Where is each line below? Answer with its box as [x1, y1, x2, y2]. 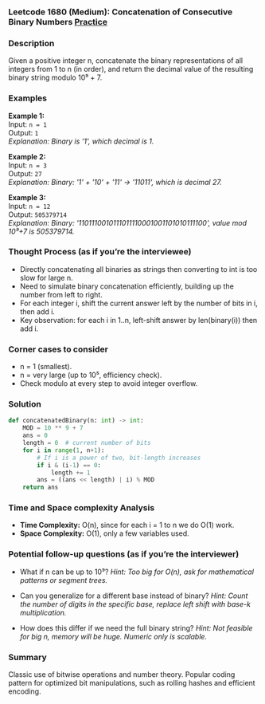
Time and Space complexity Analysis [8, 502, 155, 513]
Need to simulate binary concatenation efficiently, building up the [19, 281, 235, 291]
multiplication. [19, 608, 67, 617]
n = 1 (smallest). [19, 362, 72, 372]
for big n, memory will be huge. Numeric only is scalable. [19, 631, 208, 641]
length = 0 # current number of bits [22, 439, 151, 447]
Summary [8, 651, 48, 663]
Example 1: [8, 111, 45, 120]
